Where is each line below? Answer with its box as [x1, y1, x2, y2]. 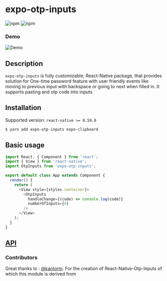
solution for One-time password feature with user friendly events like [5, 78, 149, 84]
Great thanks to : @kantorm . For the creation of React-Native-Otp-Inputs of [5, 265, 162, 272]
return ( [14, 182, 33, 187]
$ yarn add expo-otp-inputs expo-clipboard [5, 127, 99, 132]
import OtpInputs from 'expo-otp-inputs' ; [5, 164, 96, 169]
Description [5, 59, 43, 68]
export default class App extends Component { [5, 173, 105, 178]
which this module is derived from [5, 271, 76, 277]
